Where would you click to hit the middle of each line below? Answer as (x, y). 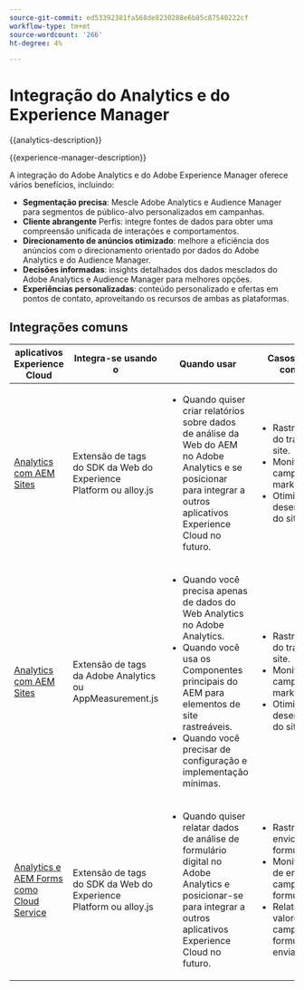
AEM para (203, 692)
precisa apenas (215, 591)
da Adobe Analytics (114, 676)
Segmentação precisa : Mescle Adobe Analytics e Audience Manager (152, 202)
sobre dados (209, 422)
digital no (202, 861)
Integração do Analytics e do (120, 96)
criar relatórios (214, 411)
